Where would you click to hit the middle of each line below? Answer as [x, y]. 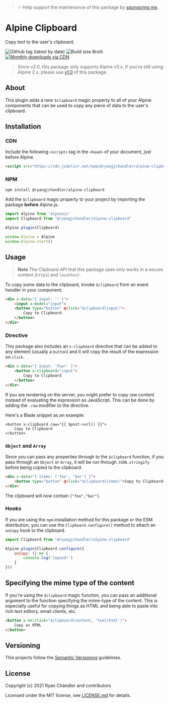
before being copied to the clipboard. [44, 467]
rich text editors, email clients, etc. [41, 611]
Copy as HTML [28, 625]
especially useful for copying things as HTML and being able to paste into [81, 606]
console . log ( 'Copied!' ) [48, 558]
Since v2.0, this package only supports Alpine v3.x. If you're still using [90, 66]
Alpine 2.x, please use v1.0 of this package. [62, 72]
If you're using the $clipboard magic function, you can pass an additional [81, 595]
